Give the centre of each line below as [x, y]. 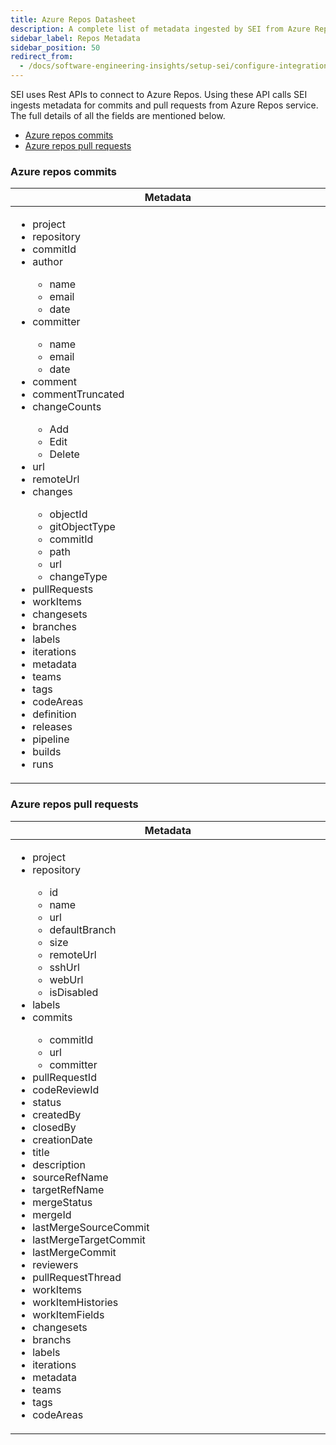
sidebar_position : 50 [55, 47]
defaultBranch [83, 929]
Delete [64, 454]
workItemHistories [75, 1302]
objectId [68, 514]
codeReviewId [66, 1089]
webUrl [66, 979]
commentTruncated [78, 394]
